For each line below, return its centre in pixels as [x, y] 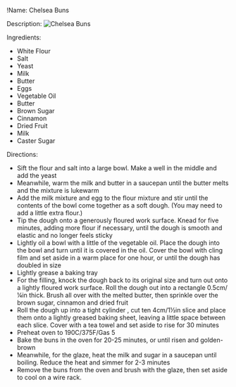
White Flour [33, 51]
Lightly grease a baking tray [57, 273]
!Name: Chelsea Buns [38, 10]
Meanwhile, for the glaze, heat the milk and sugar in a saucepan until [117, 355]
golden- [211, 340]
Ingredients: [24, 37]
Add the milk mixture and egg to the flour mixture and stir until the [112, 198]
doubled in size [39, 265]
